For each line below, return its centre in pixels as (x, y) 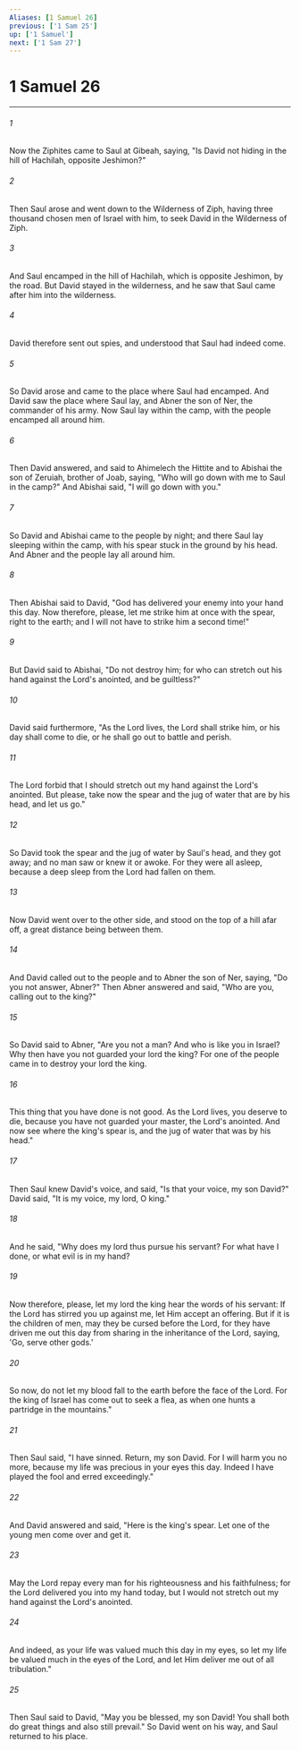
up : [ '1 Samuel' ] (42, 34)
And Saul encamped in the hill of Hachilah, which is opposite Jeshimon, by (146, 276)
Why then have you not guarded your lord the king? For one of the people (144, 1054)
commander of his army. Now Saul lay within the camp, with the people (140, 410)
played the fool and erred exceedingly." (82, 1477)
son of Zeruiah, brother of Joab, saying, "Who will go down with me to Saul (147, 478)
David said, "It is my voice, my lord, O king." (90, 1198)
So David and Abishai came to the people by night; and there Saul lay (136, 535)
